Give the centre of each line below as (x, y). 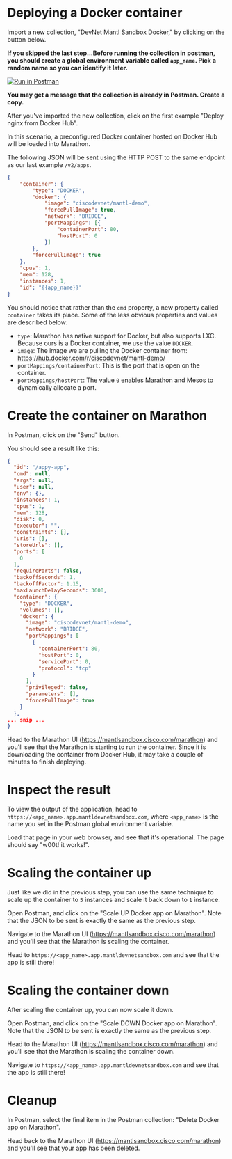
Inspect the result (59, 790)
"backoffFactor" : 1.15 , (48, 584)
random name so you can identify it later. (68, 68)
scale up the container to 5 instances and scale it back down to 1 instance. (114, 900)
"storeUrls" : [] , (39, 545)
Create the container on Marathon (107, 415)
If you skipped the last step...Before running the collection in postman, (111, 53)
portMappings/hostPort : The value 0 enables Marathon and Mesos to (115, 380)
